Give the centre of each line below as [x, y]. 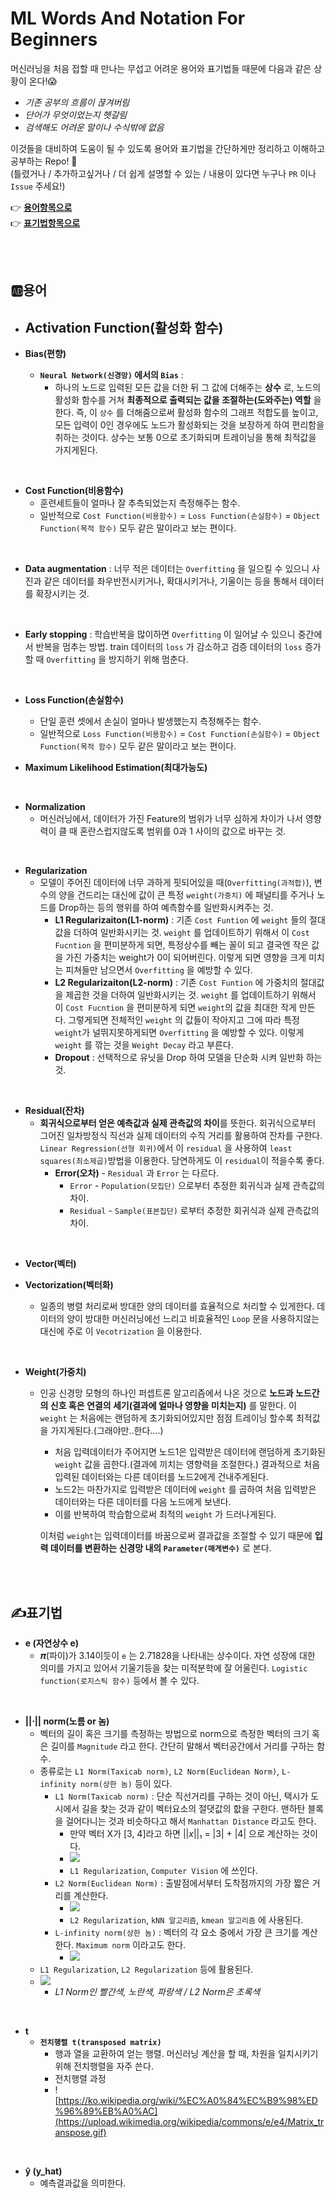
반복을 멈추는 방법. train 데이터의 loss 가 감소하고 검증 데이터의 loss [169, 647]
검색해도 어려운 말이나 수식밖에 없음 [94, 127]
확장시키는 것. [62, 594]
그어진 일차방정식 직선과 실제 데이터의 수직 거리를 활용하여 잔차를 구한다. [181, 1136]
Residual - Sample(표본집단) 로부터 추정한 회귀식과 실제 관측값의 [194, 1211]
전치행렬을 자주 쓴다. [113, 2066]
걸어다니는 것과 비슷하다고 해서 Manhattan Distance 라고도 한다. [191, 1821]
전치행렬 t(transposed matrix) [100, 2042]
